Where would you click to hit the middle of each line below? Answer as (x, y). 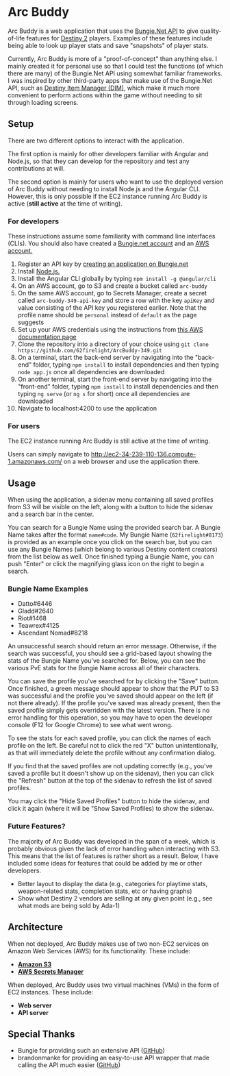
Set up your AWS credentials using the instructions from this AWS (111, 330)
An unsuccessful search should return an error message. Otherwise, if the (112, 646)
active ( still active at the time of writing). (65, 204)
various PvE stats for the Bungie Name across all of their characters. (104, 668)
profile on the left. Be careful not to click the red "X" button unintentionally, (113, 746)
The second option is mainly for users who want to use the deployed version (116, 182)
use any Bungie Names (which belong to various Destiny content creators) (113, 550)
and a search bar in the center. (51, 514)
